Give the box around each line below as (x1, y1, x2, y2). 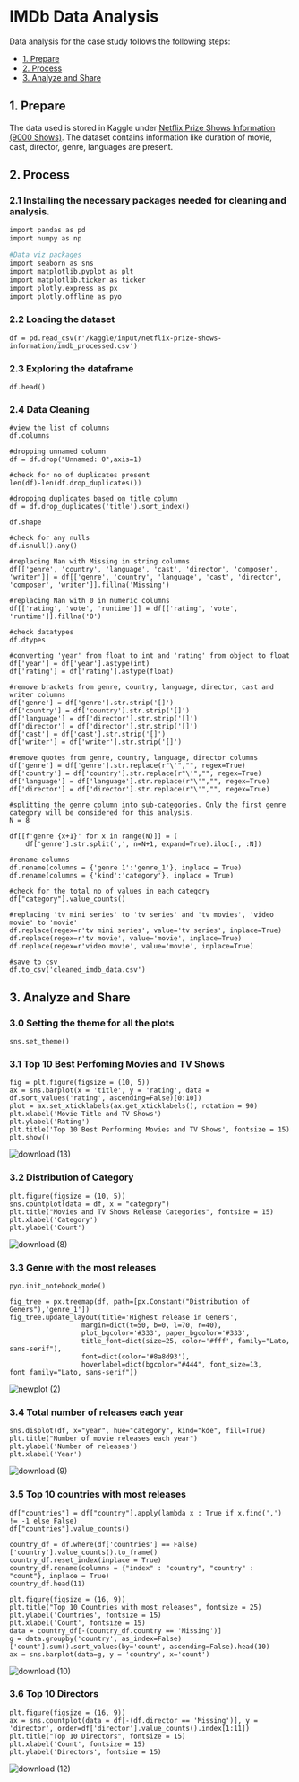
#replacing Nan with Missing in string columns (9, 557, 191, 566)
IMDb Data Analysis (9, 6, 159, 27)
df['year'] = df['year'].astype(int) (9, 660, 150, 668)
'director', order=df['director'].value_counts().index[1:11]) (9, 1724, 251, 1733)
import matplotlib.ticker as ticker (9, 275, 146, 284)
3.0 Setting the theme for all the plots (9, 1017, 175, 1029)
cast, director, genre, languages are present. (9, 141, 174, 152)
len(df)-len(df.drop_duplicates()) (9, 478, 142, 488)
